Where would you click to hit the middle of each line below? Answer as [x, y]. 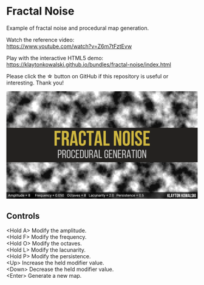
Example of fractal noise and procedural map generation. [78, 28]
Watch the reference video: [40, 39]
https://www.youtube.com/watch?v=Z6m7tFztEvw [69, 46]
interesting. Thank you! [35, 83]
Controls [23, 216]
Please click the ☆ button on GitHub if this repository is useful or [87, 76]
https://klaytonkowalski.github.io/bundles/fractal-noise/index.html [89, 64]
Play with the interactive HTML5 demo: [55, 58]
